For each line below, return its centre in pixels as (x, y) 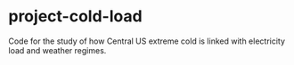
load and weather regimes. (57, 50)
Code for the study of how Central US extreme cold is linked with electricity (147, 41)
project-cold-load (76, 16)
